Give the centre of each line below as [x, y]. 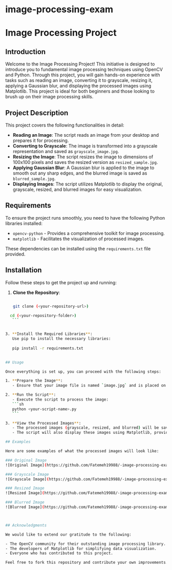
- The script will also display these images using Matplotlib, [82, 433]
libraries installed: [24, 223]
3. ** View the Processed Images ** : [43, 423]
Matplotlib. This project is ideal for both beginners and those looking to [80, 91]
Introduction [26, 51]
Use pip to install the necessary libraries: [61, 339]
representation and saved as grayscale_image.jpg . [66, 151]
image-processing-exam [59, 9]
